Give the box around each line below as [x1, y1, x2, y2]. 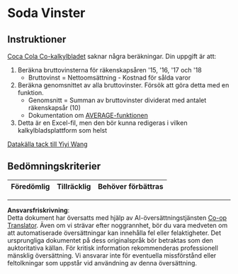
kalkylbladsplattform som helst [17, 126, 108, 134]
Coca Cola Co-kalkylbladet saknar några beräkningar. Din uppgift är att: [7, 52, 217, 60]
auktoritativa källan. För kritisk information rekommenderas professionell [7, 243, 218, 252]
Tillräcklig [56, 181, 91, 191]
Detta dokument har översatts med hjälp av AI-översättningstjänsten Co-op [7, 213, 227, 221]
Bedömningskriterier [7, 160, 101, 172]
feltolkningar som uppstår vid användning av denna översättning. [7, 258, 197, 267]
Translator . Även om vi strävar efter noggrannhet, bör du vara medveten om [7, 221, 228, 229]
